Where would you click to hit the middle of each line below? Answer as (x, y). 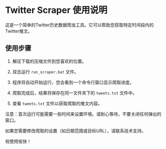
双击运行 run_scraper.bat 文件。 (46, 72)
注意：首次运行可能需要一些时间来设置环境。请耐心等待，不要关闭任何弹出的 (83, 114)
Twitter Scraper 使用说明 (56, 10)
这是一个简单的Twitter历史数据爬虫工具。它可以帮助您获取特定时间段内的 (80, 25)
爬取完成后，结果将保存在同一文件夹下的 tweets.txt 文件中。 (75, 93)
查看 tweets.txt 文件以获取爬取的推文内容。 (57, 103)
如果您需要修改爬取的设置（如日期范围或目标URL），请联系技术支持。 (76, 131)
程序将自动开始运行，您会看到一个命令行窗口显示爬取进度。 (73, 82)
